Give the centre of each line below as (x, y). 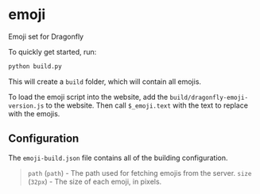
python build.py (35, 66)
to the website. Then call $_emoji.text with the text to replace (147, 105)
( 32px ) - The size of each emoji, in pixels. (95, 181)
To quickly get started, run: (52, 51)
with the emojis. (34, 113)
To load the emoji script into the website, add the (88, 97)
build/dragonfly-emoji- (209, 97)
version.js (26, 106)
